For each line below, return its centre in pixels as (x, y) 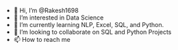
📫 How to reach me (42, 40)
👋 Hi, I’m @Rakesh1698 (46, 10)
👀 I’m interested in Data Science (59, 18)
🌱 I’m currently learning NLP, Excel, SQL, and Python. (89, 25)
